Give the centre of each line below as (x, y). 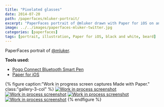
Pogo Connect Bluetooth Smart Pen (48, 69)
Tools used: (17, 60)
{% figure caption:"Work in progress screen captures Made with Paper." (77, 84)
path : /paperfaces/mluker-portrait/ (42, 18)
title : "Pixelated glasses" (34, 9)
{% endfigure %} (84, 99)
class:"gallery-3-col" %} (30, 89)
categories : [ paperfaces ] (31, 32)
